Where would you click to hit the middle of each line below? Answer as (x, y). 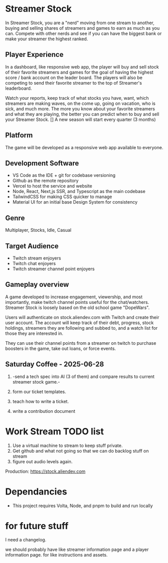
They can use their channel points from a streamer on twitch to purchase (81, 343)
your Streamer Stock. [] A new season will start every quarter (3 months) (80, 119)
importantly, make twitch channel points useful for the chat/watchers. (77, 302)
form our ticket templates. (39, 392)
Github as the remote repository (46, 181)
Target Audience (32, 246)
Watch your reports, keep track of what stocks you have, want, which (77, 98)
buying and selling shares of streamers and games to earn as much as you (82, 28)
